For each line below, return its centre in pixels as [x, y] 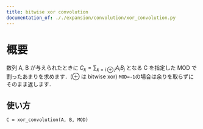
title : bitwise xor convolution [47, 12]
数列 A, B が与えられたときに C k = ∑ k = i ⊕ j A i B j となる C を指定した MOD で [101, 69]
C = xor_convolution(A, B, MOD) [47, 120]
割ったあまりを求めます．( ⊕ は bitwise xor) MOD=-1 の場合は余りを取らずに [100, 76]
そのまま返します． [30, 84]
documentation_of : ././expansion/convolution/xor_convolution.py [91, 18]
